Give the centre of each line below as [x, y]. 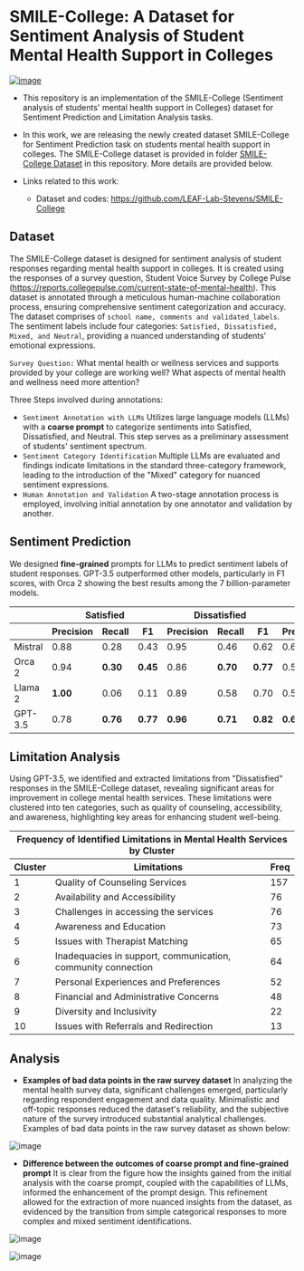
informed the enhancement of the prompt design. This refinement [145, 1192]
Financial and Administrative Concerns [137, 997]
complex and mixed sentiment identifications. [107, 1221]
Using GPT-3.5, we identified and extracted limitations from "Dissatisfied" [146, 779]
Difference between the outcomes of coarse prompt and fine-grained [156, 1164]
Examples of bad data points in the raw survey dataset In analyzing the [157, 1081]
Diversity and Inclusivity [105, 1012]
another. [38, 513]
